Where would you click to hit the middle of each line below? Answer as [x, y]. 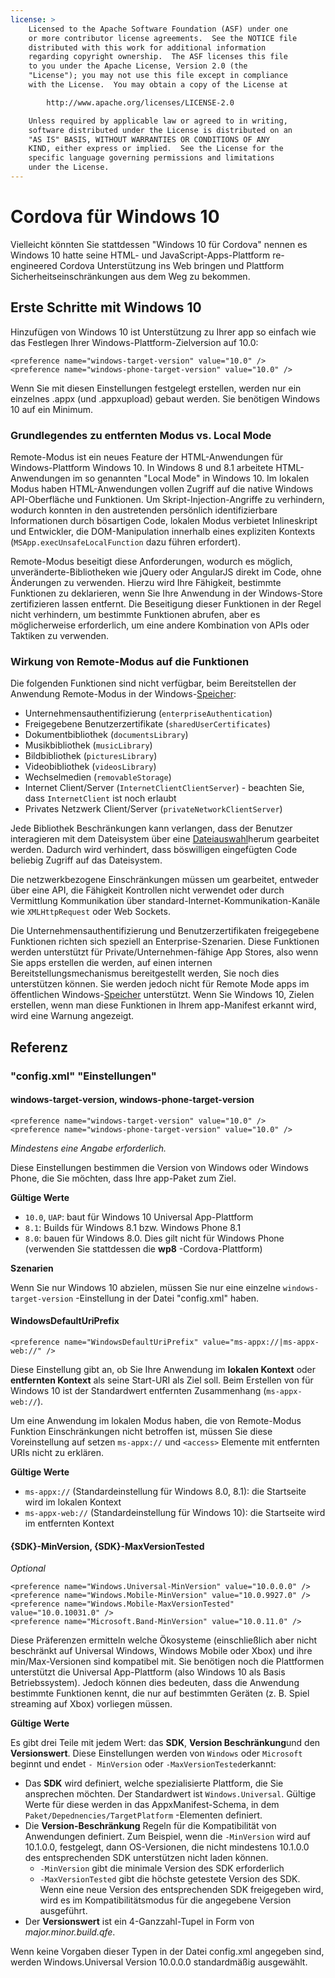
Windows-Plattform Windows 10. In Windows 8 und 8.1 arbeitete [142, 467]
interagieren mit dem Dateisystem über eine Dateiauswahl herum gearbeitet [165, 839]
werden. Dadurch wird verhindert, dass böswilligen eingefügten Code [154, 850]
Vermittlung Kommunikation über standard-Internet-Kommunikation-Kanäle [165, 901]
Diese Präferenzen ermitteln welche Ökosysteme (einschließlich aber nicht [164, 1640]
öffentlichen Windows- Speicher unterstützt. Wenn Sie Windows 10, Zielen [162, 995]
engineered [34, 265]
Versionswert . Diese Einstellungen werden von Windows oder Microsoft [156, 1753]
